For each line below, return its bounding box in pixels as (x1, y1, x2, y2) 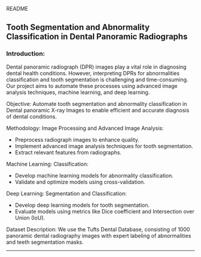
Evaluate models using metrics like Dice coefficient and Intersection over (14, 207, 194, 215)
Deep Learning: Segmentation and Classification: (6, 189, 127, 197)
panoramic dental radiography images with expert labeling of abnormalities (6, 232, 191, 239)
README (6, 5, 29, 12)
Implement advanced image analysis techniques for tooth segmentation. (14, 142, 193, 149)
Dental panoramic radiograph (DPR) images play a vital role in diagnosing (6, 63, 187, 71)
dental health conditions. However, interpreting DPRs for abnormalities (6, 69, 180, 77)
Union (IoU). (14, 214, 45, 221)
